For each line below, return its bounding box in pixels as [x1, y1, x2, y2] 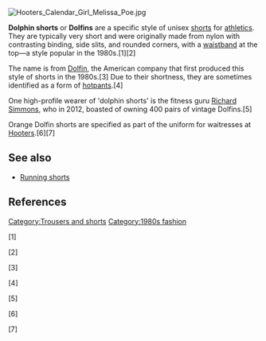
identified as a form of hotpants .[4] [8, 80, 123, 90]
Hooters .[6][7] [8, 128, 56, 138]
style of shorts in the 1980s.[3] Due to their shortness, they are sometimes [8, 72, 252, 81]
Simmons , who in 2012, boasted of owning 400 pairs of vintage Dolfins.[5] [8, 104, 252, 114]
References [8, 196, 67, 209]
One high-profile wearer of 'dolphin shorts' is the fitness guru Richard [8, 96, 237, 105]
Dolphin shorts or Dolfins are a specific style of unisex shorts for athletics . [8, 23, 255, 32]
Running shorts [19, 172, 70, 182]
